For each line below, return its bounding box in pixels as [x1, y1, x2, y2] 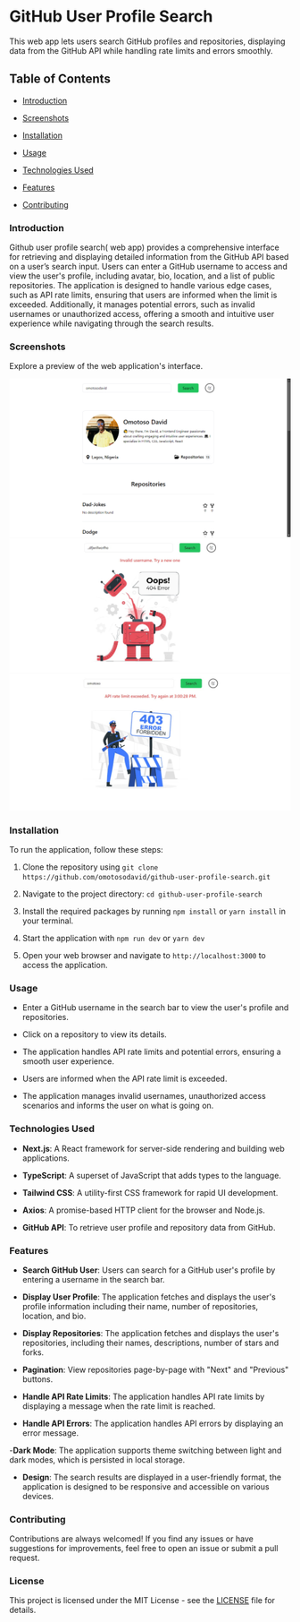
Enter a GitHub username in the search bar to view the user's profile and [21, 1002, 289, 1013]
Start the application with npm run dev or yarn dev [21, 932, 205, 943]
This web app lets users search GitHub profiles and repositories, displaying [9, 36, 286, 47]
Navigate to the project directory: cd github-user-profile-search [21, 888, 262, 899]
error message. [21, 1427, 79, 1438]
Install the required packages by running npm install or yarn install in [21, 905, 286, 916]
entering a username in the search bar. [21, 1274, 165, 1284]
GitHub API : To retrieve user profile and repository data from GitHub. [21, 1222, 276, 1232]
